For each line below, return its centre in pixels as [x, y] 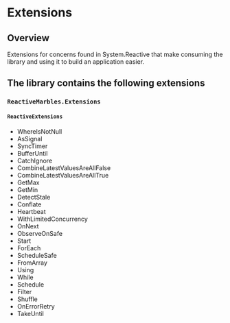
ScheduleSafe [37, 255]
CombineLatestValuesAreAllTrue [63, 175]
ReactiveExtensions [35, 117]
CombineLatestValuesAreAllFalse [64, 168]
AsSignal [30, 139]
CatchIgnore [35, 160]
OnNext [28, 226]
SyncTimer [32, 146]
